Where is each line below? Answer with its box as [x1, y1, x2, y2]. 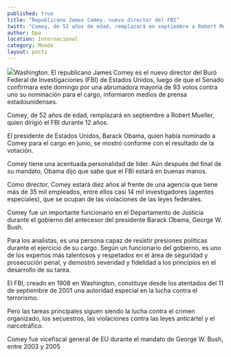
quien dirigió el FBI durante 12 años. [7, 118, 109, 126]
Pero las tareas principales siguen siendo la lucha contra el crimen [7, 307, 195, 315]
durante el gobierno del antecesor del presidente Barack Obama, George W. [7, 215, 222, 224]
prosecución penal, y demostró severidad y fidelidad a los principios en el [7, 258, 217, 266]
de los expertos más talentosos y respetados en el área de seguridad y [7, 251, 208, 259]
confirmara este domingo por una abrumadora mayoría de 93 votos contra [7, 83, 218, 91]
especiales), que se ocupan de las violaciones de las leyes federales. [7, 194, 203, 203]
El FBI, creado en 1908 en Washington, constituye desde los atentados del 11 [7, 278, 223, 287]
